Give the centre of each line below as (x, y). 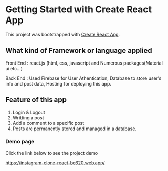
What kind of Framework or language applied (79, 50)
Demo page (20, 142)
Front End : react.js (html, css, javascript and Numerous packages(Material (84, 63)
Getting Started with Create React (79, 9)
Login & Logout (29, 112)
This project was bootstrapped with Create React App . (63, 34)
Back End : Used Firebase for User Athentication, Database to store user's (83, 78)
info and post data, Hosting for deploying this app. (58, 83)
